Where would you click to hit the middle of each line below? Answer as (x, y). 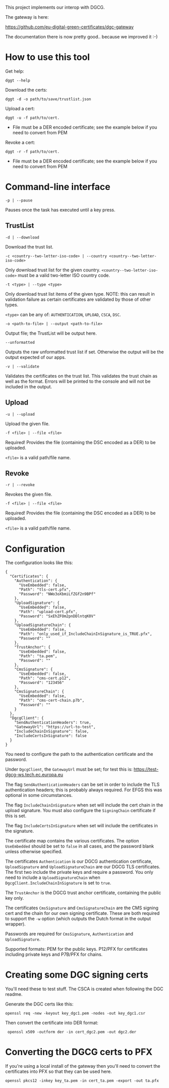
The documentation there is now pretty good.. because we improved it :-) (81, 37)
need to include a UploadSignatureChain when (53, 877)
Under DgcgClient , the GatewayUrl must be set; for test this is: (69, 770)
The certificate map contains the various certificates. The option (72, 841)
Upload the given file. (27, 424)
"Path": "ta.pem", (38, 656)
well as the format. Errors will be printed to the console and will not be (78, 381)
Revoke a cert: (20, 142)
